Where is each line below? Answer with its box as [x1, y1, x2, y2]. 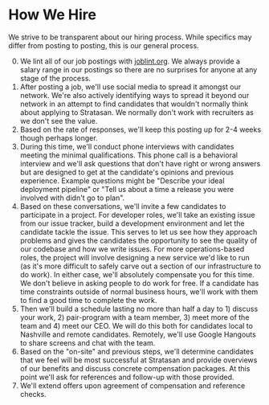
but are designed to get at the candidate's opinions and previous [19, 167, 234, 177]
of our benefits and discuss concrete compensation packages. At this [19, 363, 251, 373]
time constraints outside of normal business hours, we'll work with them [19, 287, 259, 297]
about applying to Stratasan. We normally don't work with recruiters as [19, 107, 255, 117]
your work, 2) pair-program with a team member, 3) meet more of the [19, 312, 250, 322]
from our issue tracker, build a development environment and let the [19, 219, 245, 228]
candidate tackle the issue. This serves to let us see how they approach [19, 227, 258, 236]
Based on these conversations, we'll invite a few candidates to [19, 201, 226, 211]
